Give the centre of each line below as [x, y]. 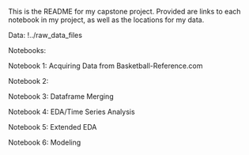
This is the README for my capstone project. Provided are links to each [124, 11]
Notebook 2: [28, 81]
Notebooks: [27, 50]
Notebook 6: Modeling [45, 142]
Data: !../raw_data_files [45, 35]
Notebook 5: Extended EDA [53, 127]
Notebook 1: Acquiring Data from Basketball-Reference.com [106, 66]
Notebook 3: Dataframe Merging [61, 96]
